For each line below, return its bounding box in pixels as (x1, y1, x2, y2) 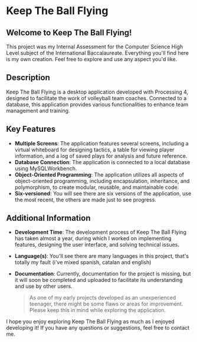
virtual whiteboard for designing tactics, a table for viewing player (14, 146, 175, 153)
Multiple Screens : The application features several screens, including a (14, 140, 189, 147)
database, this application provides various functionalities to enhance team (6, 101, 189, 108)
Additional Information (6, 213, 91, 223)
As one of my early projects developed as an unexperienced (29, 294, 176, 301)
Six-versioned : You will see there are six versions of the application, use (14, 190, 192, 197)
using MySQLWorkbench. (14, 165, 77, 172)
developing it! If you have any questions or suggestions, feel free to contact (6, 324, 190, 331)
